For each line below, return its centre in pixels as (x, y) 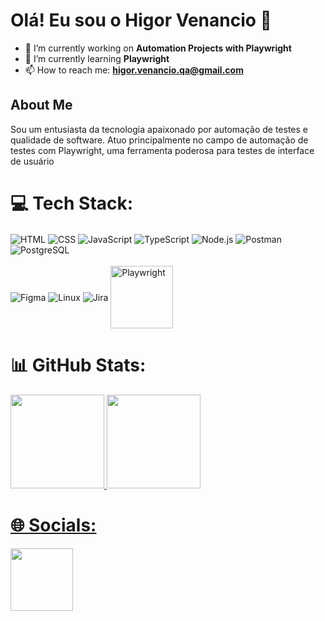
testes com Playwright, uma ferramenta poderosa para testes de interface (162, 150)
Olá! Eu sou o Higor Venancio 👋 (141, 20)
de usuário (32, 161)
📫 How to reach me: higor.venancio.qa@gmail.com (134, 70)
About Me (41, 105)
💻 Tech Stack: (72, 203)
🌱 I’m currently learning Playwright (97, 58)
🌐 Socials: (53, 525)
